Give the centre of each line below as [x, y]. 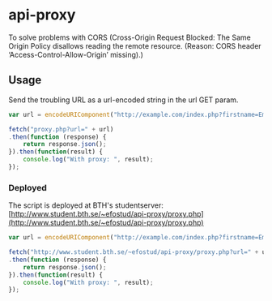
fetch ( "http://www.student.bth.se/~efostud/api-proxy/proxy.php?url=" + [134, 252]
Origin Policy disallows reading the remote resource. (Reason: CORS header [135, 45]
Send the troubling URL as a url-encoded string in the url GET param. [123, 100]
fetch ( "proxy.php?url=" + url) [61, 129]
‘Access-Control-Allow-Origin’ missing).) [76, 54]
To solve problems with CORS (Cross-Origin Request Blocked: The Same [130, 37]
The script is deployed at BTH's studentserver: [86, 205]
